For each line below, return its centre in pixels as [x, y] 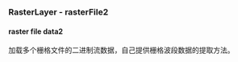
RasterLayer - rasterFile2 [58, 12]
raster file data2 [35, 31]
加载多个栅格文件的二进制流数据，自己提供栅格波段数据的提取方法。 [121, 50]
